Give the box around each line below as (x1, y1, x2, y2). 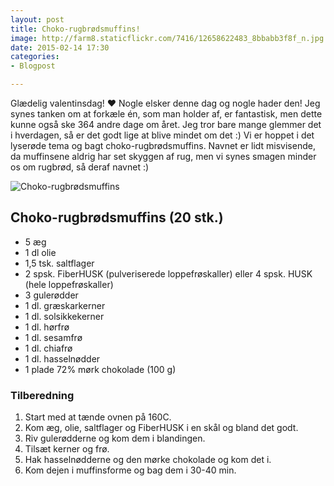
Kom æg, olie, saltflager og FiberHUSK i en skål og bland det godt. (24, 422, 299, 434)
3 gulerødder (24, 289, 79, 301)
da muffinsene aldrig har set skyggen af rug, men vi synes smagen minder (10, 151, 317, 162)
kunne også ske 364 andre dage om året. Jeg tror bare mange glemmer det (10, 119, 322, 130)
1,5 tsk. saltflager (24, 257, 95, 269)
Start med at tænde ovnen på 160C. (24, 411, 172, 423)
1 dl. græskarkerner (24, 299, 106, 311)
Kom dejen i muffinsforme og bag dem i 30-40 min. (24, 464, 237, 476)
